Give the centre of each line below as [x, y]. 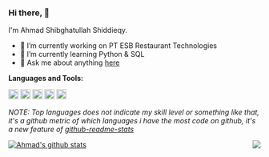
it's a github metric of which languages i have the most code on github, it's [132, 121]
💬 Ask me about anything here [70, 62]
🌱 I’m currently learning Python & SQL [82, 54]
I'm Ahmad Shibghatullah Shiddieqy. [68, 30]
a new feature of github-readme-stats [71, 129]
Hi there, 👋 [29, 13]
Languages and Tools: [46, 78]
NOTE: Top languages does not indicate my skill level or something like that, [134, 112]
